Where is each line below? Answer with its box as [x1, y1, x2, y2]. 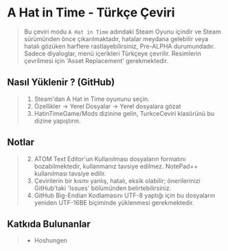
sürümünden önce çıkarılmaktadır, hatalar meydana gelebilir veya [23, 34, 209, 43]
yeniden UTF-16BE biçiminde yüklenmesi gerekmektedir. [34, 198, 194, 206]
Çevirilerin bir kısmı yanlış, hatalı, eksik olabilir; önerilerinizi [34, 176, 201, 184]
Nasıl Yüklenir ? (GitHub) [7, 77, 115, 88]
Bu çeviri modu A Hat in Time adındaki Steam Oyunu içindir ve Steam [23, 27, 221, 36]
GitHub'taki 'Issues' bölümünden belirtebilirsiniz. [34, 184, 172, 192]
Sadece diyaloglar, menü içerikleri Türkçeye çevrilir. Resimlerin [23, 49, 201, 58]
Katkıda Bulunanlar [7, 218, 91, 230]
